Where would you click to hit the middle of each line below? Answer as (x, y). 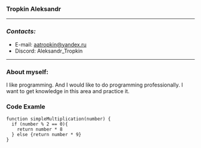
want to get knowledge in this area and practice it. (68, 91)
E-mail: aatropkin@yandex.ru (51, 44)
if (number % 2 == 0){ (40, 124)
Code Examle (26, 106)
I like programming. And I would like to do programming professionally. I (95, 85)
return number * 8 (40, 129)
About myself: (28, 72)
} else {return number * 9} (47, 135)
